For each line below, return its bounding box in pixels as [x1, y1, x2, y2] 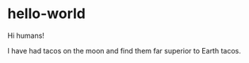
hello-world [7, 5, 86, 23]
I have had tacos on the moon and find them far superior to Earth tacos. [7, 46, 241, 55]
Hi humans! [7, 31, 45, 40]
